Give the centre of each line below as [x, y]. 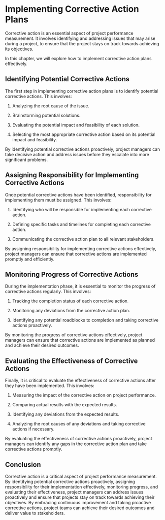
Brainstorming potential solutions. [46, 115]
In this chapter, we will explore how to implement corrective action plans [78, 58]
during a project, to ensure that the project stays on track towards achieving [82, 43]
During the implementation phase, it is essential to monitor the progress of [81, 286]
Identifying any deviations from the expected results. [66, 414]
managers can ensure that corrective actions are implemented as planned [80, 340]
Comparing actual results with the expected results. [65, 405]
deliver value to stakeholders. [35, 513]
